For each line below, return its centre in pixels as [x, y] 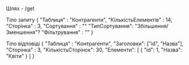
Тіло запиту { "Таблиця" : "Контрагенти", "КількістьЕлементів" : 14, [89, 20]
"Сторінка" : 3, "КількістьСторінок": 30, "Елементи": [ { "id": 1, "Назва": [94, 50]
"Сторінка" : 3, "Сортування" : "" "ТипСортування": [70, 26]
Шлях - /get [20, 8]
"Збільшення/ [152, 26]
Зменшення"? [23, 32]
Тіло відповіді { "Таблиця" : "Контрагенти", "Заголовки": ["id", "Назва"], [95, 44]
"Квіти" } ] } [20, 56]
